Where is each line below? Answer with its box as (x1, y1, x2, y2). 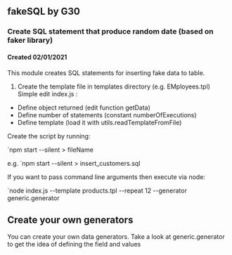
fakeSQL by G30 (7, 6, 81, 18)
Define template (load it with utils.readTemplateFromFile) (17, 118, 182, 126)
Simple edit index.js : (17, 89, 78, 98)
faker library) (7, 35, 53, 45)
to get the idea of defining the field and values (7, 240, 141, 249)
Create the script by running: (7, 131, 91, 140)
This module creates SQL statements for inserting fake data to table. (7, 68, 205, 77)
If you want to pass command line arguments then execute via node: (7, 172, 206, 181)
